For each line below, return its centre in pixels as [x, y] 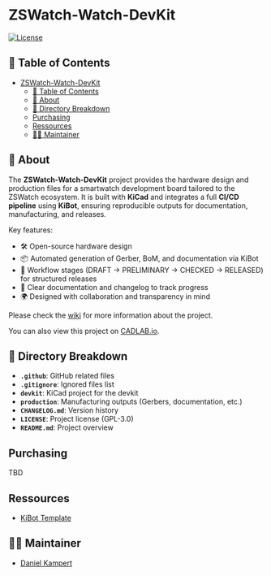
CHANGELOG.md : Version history [69, 410]
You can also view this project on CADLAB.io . [84, 331]
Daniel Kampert [46, 563]
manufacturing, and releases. [58, 214]
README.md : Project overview [67, 427]
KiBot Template [45, 518]
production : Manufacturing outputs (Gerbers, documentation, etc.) [131, 402]
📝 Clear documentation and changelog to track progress [114, 287]
